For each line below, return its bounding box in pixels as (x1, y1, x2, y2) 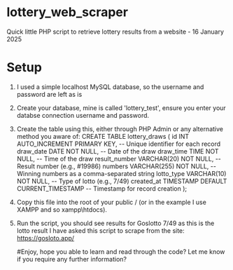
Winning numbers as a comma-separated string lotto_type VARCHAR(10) (16, 169, 227, 177)
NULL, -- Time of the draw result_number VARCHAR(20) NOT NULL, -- (16, 154, 222, 163)
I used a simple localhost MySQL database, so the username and (16, 82, 204, 91)
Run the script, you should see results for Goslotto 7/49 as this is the (16, 219, 215, 227)
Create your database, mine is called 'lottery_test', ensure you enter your (16, 103, 227, 112)
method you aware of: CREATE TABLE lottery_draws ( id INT (16, 132, 190, 140)
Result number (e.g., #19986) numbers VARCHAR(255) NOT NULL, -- (16, 162, 216, 170)
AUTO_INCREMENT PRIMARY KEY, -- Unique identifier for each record (16, 140, 221, 148)
